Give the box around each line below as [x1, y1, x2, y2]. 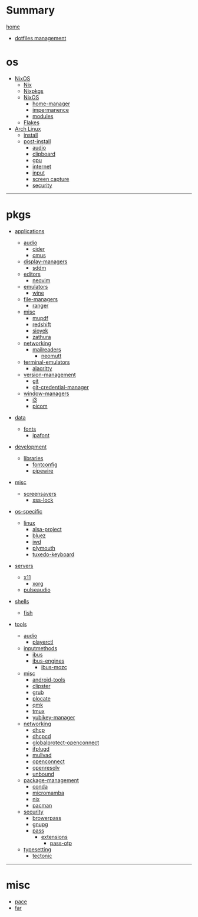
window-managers [23, 390, 70, 397]
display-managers [23, 258, 68, 265]
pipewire [32, 467, 54, 474]
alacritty [32, 364, 52, 372]
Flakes [23, 119, 40, 126]
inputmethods [23, 644, 58, 651]
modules [32, 112, 54, 120]
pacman [32, 802, 52, 809]
